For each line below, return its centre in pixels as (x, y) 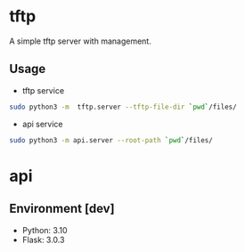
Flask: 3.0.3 (43, 240)
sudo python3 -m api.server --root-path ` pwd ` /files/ (111, 140)
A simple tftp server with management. (80, 41)
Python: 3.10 (45, 230)
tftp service (43, 90)
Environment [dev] (62, 209)
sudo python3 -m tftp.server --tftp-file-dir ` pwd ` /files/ (123, 107)
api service (43, 124)
